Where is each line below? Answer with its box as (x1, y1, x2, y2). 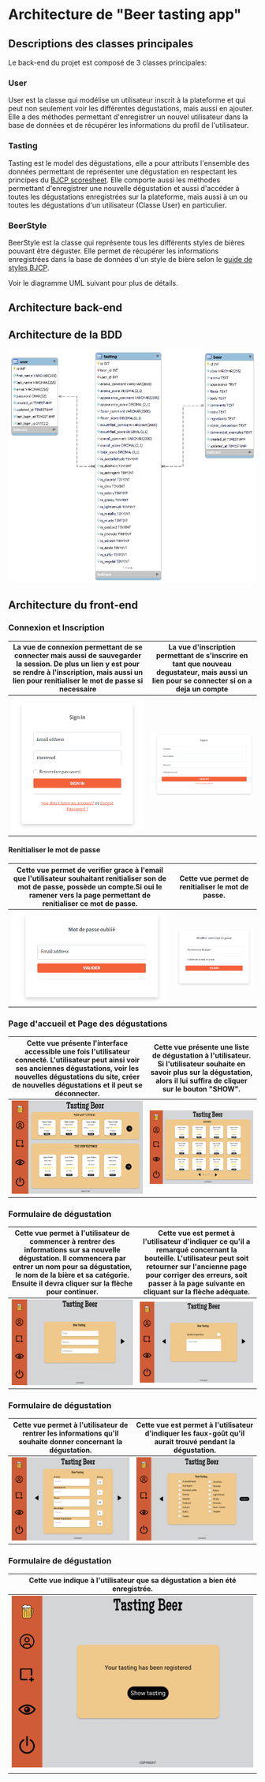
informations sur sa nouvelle (24, 1245, 121, 1255)
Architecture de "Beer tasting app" (8, 6, 242, 24)
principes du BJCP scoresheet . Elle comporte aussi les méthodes (8, 175, 221, 185)
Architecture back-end (8, 301, 123, 315)
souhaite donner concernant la (18, 1436, 123, 1446)
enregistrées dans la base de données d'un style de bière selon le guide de (8, 254, 252, 264)
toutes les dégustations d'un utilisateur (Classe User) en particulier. (8, 200, 227, 210)
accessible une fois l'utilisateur (24, 1046, 130, 1056)
